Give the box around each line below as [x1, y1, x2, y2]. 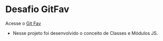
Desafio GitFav [5, 4, 70, 15]
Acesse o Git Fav [5, 20, 41, 26]
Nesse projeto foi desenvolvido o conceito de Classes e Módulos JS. [12, 30, 158, 36]
